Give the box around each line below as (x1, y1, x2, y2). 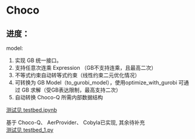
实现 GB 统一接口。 (14, 57, 62, 64)
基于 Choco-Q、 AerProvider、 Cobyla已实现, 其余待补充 (6, 119, 146, 126)
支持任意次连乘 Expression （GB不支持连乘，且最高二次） (14, 64, 156, 71)
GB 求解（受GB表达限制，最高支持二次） (21, 86, 121, 93)
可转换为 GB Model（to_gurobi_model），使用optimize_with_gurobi (14, 79, 177, 86)
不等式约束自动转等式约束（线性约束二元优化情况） (14, 72, 140, 79)
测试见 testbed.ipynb (6, 106, 58, 113)
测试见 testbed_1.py (6, 127, 54, 133)
